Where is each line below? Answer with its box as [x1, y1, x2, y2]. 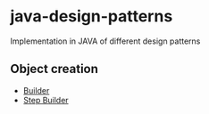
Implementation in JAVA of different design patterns [10, 36, 201, 46]
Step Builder [22, 94, 70, 105]
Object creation [10, 61, 99, 77]
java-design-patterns [10, 6, 173, 27]
